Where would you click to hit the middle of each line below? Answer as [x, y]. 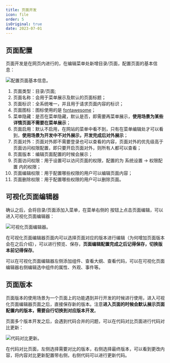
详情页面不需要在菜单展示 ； [42, 123]
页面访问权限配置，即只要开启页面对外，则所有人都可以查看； [77, 148]
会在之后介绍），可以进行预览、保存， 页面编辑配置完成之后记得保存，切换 [82, 244]
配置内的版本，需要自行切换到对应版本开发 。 [52, 310]
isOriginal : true [24, 24]
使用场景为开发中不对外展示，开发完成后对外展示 [73, 135]
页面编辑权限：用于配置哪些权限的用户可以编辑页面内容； [73, 173]
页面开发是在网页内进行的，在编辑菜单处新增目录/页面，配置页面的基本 [79, 63]
